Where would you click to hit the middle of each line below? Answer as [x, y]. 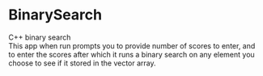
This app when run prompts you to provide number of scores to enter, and [132, 45]
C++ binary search [40, 37]
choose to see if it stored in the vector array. [82, 63]
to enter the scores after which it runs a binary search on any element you [131, 54]
